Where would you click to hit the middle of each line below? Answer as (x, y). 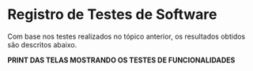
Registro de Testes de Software (112, 15)
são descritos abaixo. (42, 44)
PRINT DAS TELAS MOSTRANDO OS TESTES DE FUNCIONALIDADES (121, 60)
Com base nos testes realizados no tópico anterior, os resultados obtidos (126, 36)
